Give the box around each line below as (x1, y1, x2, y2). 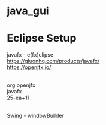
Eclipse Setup (7, 32, 77, 45)
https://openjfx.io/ (7, 64, 52, 71)
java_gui (7, 4, 50, 18)
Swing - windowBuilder (7, 112, 65, 120)
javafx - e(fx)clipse (7, 51, 53, 58)
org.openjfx (7, 82, 35, 89)
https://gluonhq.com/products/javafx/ (7, 58, 100, 65)
